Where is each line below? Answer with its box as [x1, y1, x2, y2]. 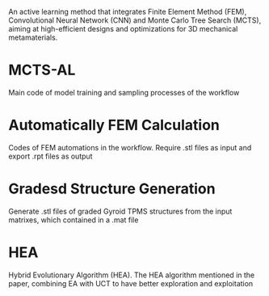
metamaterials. [8, 32, 58, 42]
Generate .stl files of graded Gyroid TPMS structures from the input [8, 206, 233, 216]
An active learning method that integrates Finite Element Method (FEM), [8, 7, 247, 16]
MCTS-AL [8, 61, 76, 79]
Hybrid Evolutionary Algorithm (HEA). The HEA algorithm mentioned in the [8, 270, 255, 280]
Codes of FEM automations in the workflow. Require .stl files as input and [8, 142, 252, 152]
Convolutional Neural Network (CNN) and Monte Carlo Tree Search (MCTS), [8, 15, 262, 25]
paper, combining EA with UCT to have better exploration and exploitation [8, 278, 254, 288]
